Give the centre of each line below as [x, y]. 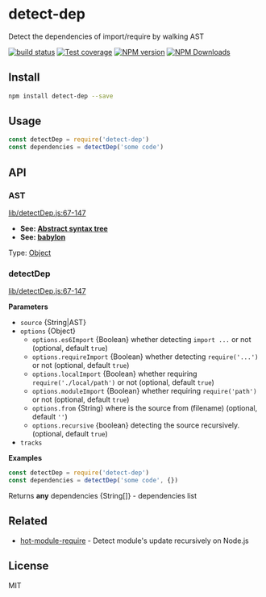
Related [28, 521]
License [29, 566]
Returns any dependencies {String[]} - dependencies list [103, 495]
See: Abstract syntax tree [64, 228]
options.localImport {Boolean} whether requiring [114, 374]
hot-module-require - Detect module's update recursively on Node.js [134, 541]
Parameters [28, 307]
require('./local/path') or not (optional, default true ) [123, 382]
